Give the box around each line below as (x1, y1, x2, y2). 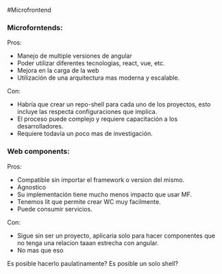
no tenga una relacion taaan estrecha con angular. (16, 238, 159, 247)
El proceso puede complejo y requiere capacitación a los (16, 115, 178, 123)
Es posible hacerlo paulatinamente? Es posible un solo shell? (7, 259, 178, 267)
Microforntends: (7, 23, 63, 32)
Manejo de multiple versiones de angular (16, 52, 132, 60)
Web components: (7, 147, 70, 157)
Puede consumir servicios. (16, 205, 92, 213)
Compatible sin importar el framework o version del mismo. (16, 175, 185, 184)
